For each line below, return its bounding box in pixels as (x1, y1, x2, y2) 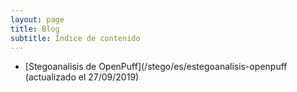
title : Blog (10, 24, 60, 34)
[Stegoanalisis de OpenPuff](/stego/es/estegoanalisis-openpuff (24, 61, 288, 73)
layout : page (10, 14, 65, 25)
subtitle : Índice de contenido (10, 33, 141, 43)
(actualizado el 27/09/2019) (24, 71, 140, 83)
